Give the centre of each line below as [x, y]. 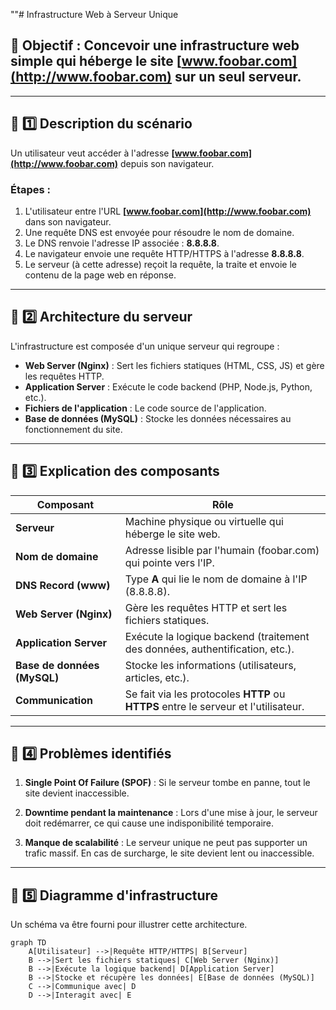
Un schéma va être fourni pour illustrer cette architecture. [129, 925]
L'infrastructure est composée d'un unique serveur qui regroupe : [145, 346]
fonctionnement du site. [73, 429]
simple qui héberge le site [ [96, 61]
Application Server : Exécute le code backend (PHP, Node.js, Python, [168, 386]
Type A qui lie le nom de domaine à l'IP [216, 579]
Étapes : [31, 189]
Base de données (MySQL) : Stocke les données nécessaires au [158, 418]
